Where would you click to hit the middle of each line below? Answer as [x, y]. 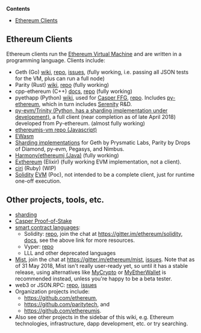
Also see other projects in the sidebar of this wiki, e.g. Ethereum [94, 317]
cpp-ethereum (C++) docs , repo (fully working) [73, 91]
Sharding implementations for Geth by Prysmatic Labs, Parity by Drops [103, 142]
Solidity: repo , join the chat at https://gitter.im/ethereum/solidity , [103, 233]
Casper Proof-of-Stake [43, 221]
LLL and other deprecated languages [70, 253]
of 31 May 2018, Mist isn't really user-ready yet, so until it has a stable [101, 265]
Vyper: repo [39, 246]
